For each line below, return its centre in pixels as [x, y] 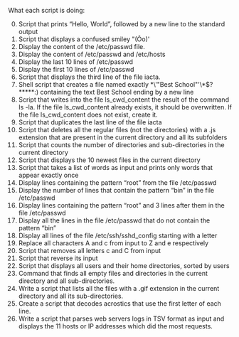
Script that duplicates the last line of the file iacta [90, 122]
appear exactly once [48, 175]
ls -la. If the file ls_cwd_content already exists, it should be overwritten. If [125, 107]
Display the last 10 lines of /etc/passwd [76, 62]
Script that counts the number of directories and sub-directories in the [121, 145]
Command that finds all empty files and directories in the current [113, 273]
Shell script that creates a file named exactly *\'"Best [96, 84]
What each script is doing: [47, 10]
